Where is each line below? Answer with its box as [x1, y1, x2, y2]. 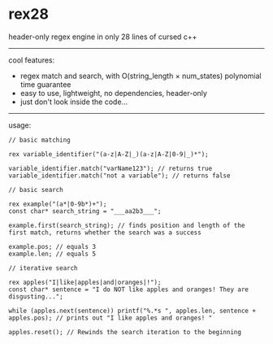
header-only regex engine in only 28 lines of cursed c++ [8, 32, 197, 41]
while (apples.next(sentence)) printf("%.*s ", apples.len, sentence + [8, 307, 256, 315]
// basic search [8, 185, 63, 194]
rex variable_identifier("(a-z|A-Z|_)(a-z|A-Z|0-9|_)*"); [8, 150, 209, 159]
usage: [8, 120, 32, 130]
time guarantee [19, 79, 71, 89]
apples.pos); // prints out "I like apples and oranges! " [8, 314, 213, 322]
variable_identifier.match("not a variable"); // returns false [8, 172, 231, 180]
